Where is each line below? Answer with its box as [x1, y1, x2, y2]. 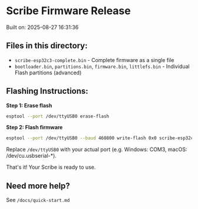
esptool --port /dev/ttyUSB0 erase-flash [6, 113, 110, 119]
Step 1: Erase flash [6, 102, 52, 109]
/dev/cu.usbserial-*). [6, 152, 57, 159]
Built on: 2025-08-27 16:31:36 [6, 24, 79, 31]
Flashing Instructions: [6, 86, 88, 96]
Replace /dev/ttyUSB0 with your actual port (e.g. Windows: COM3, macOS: [6, 146, 187, 153]
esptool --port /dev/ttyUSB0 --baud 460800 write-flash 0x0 [6, 135, 157, 141]
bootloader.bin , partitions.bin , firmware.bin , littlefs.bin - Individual [14, 63, 190, 70]
